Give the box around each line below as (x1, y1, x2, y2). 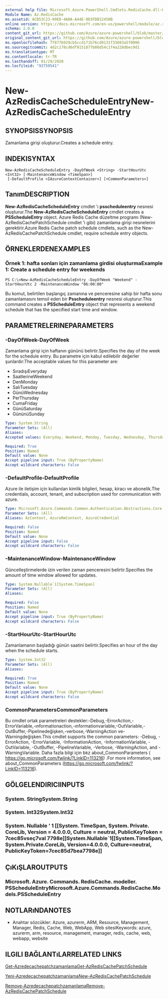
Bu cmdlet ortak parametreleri (5, 717, 67, 724)
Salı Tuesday (12, 384, 38, 390)
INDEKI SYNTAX (5, 154, 55, 163)
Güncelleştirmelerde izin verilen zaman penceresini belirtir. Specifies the (5, 567, 153, 573)
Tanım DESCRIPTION (5, 190, 70, 199)
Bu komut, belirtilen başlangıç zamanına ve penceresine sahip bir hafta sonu (5, 291, 162, 297)
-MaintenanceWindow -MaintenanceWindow (5, 555, 116, 562)
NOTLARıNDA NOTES (5, 906, 71, 915)
